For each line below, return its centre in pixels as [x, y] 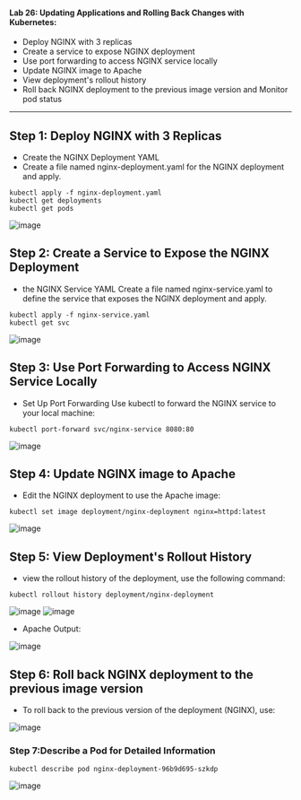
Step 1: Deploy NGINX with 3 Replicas [116, 136]
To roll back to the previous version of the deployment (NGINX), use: [149, 710]
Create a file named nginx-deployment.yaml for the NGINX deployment [153, 167]
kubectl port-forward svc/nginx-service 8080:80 [102, 429]
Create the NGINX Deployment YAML [90, 158]
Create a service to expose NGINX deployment [108, 52]
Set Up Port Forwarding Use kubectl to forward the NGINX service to [149, 403]
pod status [42, 100]
